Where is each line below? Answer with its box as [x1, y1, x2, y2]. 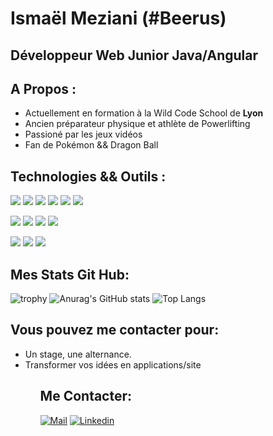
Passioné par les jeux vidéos [24, 128, 143, 141]
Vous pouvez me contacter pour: [10, 322, 220, 339]
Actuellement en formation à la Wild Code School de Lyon [24, 107, 264, 119]
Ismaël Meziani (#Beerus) [10, 7, 227, 30]
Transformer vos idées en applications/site [24, 358, 202, 371]
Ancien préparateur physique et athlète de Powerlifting [24, 118, 251, 130]
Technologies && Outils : [10, 168, 167, 185]
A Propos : [10, 80, 77, 97]
